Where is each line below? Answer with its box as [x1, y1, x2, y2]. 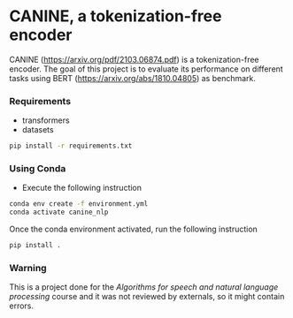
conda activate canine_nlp [9, 208, 109, 217]
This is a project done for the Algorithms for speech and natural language [9, 282, 279, 292]
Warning [9, 261, 47, 274]
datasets [21, 125, 55, 135]
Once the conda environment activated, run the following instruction [9, 223, 258, 235]
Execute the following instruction [21, 183, 143, 193]
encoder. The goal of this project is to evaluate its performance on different [9, 64, 283, 74]
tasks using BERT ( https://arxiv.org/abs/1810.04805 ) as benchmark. [9, 72, 257, 83]
